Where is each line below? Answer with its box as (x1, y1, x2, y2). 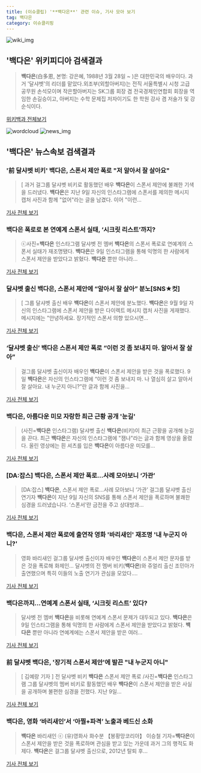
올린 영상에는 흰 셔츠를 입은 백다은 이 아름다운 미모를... (29, 442, 155, 449)
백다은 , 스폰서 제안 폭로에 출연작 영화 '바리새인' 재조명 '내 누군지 (6, 531, 180, 539)
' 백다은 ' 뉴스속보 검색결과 (6, 146, 95, 157)
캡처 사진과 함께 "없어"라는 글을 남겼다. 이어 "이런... (20, 196, 142, 203)
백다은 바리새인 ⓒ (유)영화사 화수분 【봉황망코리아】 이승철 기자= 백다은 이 (20, 732, 195, 739)
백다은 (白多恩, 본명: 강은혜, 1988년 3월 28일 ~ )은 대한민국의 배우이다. (20, 73, 187, 80)
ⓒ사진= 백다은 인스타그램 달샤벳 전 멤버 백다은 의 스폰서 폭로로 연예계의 (20, 240, 187, 248)
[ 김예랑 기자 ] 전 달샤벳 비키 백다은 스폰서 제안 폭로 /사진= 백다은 (20, 673, 173, 680)
